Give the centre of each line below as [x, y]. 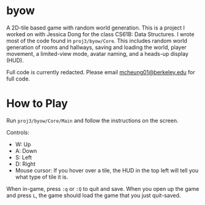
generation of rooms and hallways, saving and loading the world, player [96, 47]
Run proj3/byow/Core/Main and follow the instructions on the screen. [92, 120]
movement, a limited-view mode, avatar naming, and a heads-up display [97, 53]
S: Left [24, 157]
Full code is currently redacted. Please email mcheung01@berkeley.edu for [101, 72]
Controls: [18, 132]
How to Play [37, 103]
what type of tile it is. [42, 177]
